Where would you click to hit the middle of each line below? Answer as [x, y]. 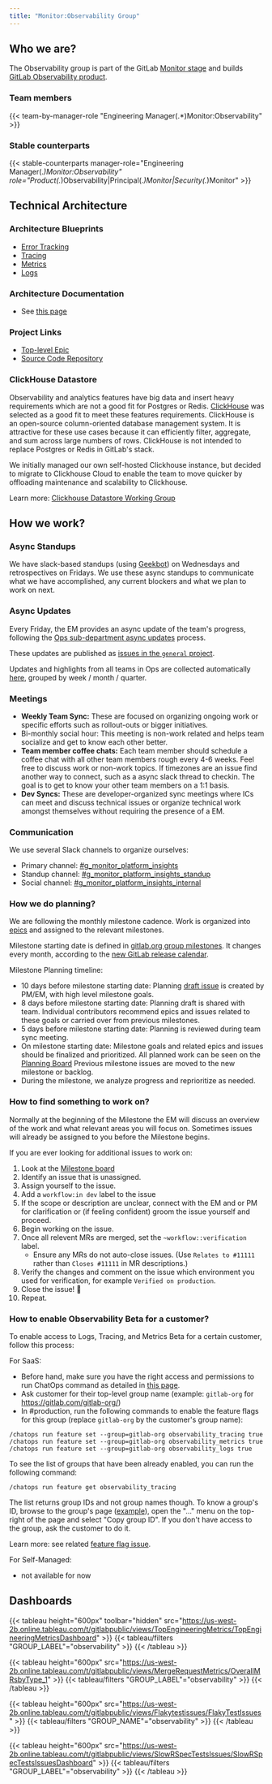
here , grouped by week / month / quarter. [78, 677]
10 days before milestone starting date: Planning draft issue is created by [142, 986]
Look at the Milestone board [68, 1168]
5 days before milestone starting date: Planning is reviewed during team [141, 1029]
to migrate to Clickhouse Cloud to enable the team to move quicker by [126, 473]
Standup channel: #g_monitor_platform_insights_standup [116, 875]
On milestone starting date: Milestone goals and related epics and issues [142, 1046]
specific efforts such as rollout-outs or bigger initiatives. [115, 724]
